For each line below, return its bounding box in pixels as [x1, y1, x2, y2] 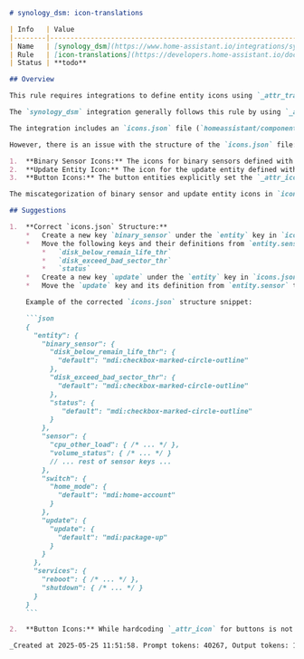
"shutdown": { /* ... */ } [42, 583, 144, 592]
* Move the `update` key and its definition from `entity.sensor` [25, 282, 290, 291]
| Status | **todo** [9, 59, 88, 68]
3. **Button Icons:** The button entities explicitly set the [9, 173, 253, 183]
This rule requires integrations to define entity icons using [9, 91, 253, 100]
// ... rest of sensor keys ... [49, 457, 172, 466]
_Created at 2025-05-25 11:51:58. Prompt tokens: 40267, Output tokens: [9, 641, 290, 651]
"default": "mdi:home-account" [57, 491, 176, 500]
